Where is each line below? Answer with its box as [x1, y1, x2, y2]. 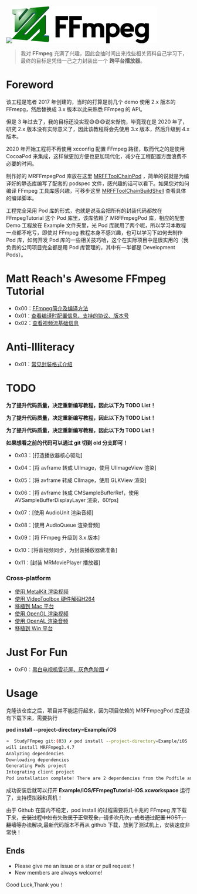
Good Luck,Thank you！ [6, 881, 64, 888]
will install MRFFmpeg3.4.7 [6, 744, 75, 750]
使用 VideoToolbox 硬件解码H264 [14, 595, 95, 602]
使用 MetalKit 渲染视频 [14, 588, 69, 595]
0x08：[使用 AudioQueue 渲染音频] [14, 521, 100, 528]
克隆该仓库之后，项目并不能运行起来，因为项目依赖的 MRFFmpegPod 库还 [6, 707, 185, 714]
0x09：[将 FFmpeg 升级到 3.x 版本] [14, 534, 100, 541]
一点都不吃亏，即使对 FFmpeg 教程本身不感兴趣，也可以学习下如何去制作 [6, 229, 183, 236]
